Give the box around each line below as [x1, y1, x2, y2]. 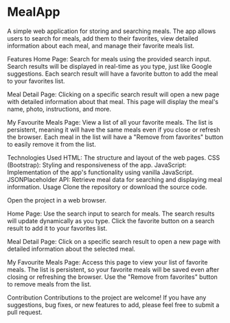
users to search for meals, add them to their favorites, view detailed [7, 34, 198, 42]
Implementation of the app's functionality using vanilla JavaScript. [7, 168, 194, 176]
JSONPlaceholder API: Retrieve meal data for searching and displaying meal [7, 175, 222, 183]
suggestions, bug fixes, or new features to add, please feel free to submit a [7, 300, 220, 309]
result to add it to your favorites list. [7, 224, 108, 232]
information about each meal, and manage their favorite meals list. [7, 41, 194, 50]
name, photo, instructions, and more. [7, 105, 112, 113]
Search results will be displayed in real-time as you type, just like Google [7, 62, 213, 70]
